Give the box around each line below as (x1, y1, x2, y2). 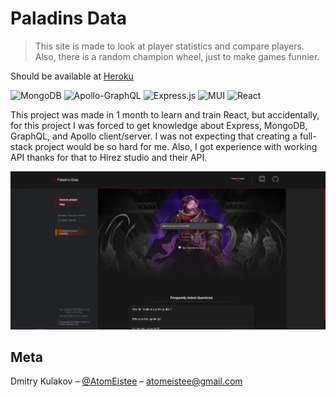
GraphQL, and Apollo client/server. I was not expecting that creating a (10, 130, 298, 142)
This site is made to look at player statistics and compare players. (34, 40, 305, 52)
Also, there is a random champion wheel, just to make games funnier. (34, 50, 320, 62)
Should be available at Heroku (10, 70, 134, 82)
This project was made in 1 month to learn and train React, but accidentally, (10, 108, 320, 121)
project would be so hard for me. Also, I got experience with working (34, 140, 318, 152)
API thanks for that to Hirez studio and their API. (10, 151, 208, 163)
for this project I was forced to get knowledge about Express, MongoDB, (10, 119, 308, 131)
